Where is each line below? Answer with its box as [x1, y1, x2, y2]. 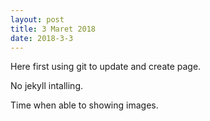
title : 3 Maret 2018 [10, 24, 97, 34]
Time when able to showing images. [10, 99, 159, 111]
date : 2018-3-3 [10, 33, 74, 43]
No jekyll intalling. [10, 80, 84, 92]
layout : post [10, 14, 65, 25]
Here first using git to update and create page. [10, 61, 202, 73]
